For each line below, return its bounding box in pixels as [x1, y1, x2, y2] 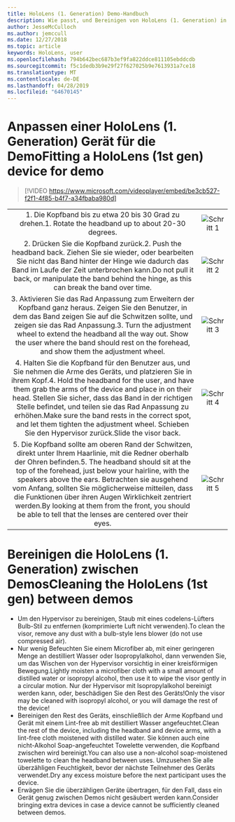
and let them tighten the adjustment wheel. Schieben [16, 419, 190, 429]
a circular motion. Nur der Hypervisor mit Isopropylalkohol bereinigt [17, 682, 212, 689]
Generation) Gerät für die [7, 134, 156, 149]
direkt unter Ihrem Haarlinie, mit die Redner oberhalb [16, 448, 189, 458]
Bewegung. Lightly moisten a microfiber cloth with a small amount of [17, 667, 214, 675]
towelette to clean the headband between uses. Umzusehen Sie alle [17, 756, 213, 764]
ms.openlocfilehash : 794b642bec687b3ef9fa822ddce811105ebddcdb [7, 56, 196, 63]
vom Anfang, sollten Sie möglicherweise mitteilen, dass [12, 483, 194, 493]
